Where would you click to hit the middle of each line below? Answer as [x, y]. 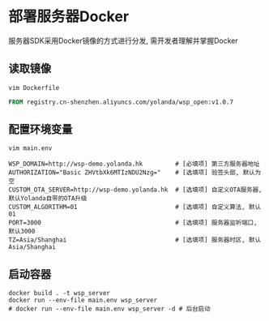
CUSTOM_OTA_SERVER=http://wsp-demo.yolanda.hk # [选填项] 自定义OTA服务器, [135, 190]
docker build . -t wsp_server [60, 293]
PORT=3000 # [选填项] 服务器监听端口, [133, 223]
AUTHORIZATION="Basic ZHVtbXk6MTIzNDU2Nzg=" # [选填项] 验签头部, [124, 173]
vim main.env [30, 148]
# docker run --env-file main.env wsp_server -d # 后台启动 [109, 309]
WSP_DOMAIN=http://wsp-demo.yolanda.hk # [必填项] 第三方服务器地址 [134, 164]
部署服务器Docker [69, 17]
